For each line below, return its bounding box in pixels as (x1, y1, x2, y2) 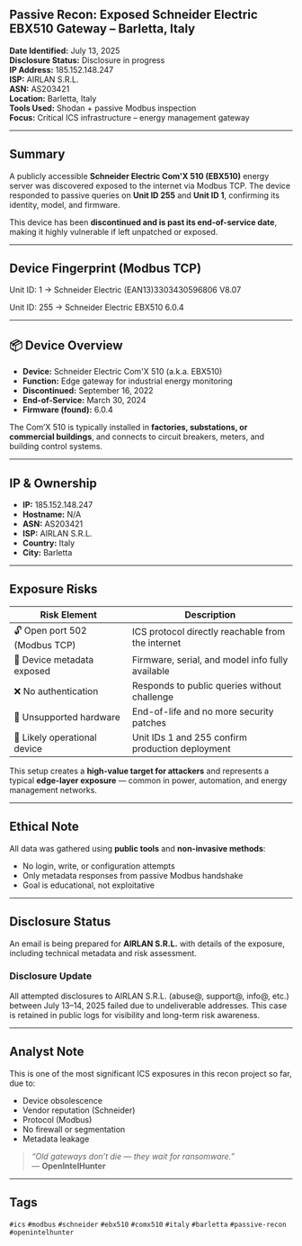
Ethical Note (9, 819, 79, 835)
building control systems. (9, 441, 103, 452)
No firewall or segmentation (22, 1124, 126, 1134)
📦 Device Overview (9, 338, 123, 353)
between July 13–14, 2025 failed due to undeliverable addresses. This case (9, 999, 288, 1011)
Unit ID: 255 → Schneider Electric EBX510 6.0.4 (9, 302, 184, 313)
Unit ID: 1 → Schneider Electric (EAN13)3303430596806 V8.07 (9, 284, 242, 295)
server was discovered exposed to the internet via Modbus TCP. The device (9, 180, 290, 191)
